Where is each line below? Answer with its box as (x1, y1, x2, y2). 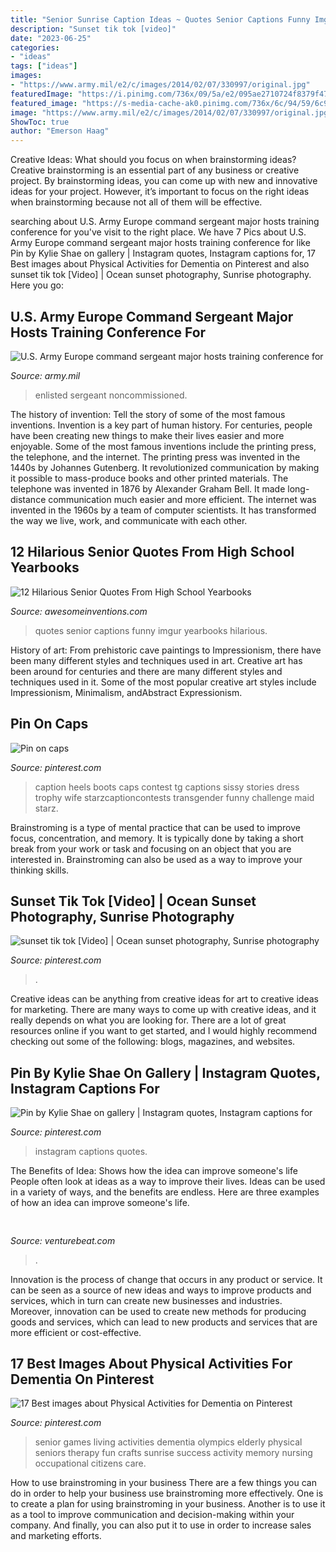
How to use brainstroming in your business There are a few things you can (10, 1477, 317, 1489)
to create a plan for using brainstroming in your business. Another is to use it (10, 1498, 326, 1510)
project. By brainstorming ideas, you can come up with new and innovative (10, 175, 318, 187)
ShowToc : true (10, 117, 70, 127)
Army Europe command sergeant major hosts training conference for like (10, 237, 311, 249)
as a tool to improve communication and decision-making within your (10, 1509, 295, 1521)
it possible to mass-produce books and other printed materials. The (10, 472, 289, 484)
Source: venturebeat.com (10, 1234, 116, 1246)
